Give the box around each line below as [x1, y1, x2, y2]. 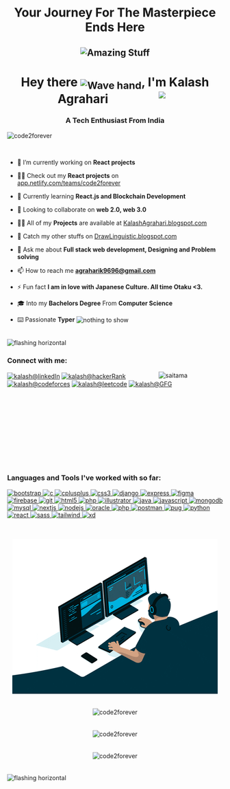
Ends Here [85, 19, 145, 35]
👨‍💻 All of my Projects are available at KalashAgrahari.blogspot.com [16, 219, 207, 227]
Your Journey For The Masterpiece [14, 5, 216, 21]
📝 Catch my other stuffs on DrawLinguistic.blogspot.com [16, 232, 177, 240]
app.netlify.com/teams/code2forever [16, 179, 121, 187]
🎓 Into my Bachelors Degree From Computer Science [16, 299, 173, 307]
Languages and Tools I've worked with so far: [7, 473, 162, 482]
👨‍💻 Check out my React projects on [16, 171, 119, 179]
